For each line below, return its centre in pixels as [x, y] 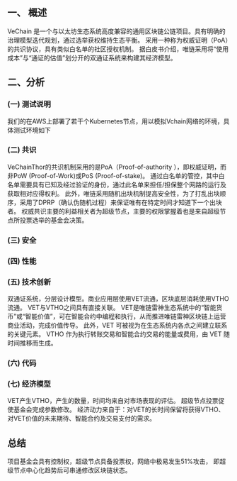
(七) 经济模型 [29, 384]
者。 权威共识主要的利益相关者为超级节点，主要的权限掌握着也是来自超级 [114, 211]
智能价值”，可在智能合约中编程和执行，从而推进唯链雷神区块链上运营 [126, 316]
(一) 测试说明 [29, 104]
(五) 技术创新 [29, 282]
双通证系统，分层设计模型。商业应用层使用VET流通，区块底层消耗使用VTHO [118, 298]
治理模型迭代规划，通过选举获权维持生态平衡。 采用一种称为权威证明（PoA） [118, 40]
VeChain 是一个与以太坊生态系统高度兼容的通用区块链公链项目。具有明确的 [117, 31]
